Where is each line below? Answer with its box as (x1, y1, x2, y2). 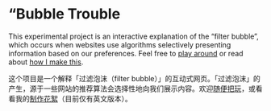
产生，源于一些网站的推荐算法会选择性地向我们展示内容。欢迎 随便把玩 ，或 (8, 84, 256, 93)
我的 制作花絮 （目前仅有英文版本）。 (15, 93, 132, 103)
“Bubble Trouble (8, 5, 121, 23)
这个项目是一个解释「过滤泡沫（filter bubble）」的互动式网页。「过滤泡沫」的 (8, 73, 261, 83)
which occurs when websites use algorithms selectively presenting (8, 39, 231, 49)
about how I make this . (8, 57, 84, 67)
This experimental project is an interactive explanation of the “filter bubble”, (8, 31, 260, 41)
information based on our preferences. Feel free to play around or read (8, 48, 244, 58)
